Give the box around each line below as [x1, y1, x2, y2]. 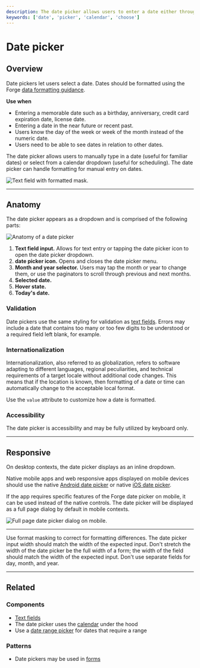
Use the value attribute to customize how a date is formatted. [6, 396, 157, 403]
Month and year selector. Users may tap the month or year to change [14, 264, 187, 271]
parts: [6, 222, 21, 229]
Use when [6, 97, 32, 105]
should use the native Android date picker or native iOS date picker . [6, 482, 171, 489]
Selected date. [14, 277, 52, 284]
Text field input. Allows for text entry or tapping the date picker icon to [14, 245, 189, 252]
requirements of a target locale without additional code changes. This [6, 372, 177, 379]
